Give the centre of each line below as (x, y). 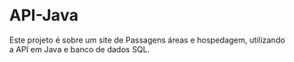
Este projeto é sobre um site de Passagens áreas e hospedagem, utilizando (147, 40)
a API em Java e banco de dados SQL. (80, 49)
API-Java (44, 15)
